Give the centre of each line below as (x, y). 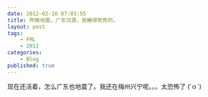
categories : (25, 53)
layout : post (26, 27)
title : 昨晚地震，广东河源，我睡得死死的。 (63, 20)
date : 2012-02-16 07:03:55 (47, 14)
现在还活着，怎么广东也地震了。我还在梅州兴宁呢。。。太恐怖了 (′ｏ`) (104, 86)
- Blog (30, 59)
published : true (31, 66)
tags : (15, 33)
